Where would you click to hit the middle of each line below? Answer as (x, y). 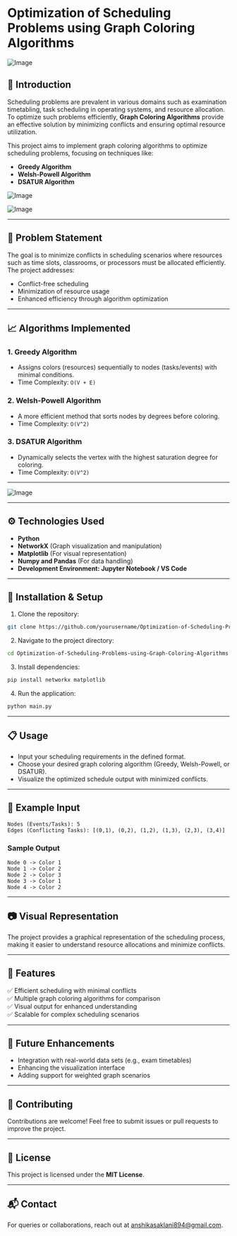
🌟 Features (31, 974)
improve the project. (37, 1129)
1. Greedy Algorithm (42, 352)
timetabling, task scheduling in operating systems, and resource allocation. (116, 109)
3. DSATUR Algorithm (45, 441)
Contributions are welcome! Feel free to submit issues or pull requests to (113, 1122)
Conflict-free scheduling (53, 283)
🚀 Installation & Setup (55, 597)
